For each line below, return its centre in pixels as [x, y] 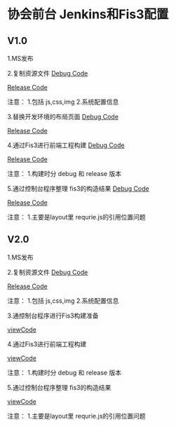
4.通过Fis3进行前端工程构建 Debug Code [66, 145]
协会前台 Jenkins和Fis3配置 [88, 14]
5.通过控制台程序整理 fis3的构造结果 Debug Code [78, 189]
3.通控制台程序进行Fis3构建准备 [53, 316]
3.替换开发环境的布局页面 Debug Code [63, 117]
